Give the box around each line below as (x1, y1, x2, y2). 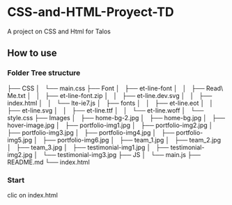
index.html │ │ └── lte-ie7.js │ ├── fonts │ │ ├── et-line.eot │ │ (7, 99, 214, 107)
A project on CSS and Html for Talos (7, 27, 111, 35)
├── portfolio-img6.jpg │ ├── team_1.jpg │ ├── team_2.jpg (42, 136, 222, 144)
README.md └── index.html (7, 158, 91, 166)
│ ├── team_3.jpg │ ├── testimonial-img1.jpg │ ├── (7, 143, 169, 151)
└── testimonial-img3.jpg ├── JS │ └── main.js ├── (42, 150, 201, 158)
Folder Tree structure (7, 68, 81, 78)
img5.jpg (7, 136, 33, 144)
